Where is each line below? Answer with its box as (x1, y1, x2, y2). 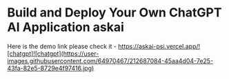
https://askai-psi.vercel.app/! (118, 42, 201, 50)
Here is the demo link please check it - (7, 42, 117, 50)
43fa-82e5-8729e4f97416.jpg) (7, 64, 94, 72)
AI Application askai (7, 19, 124, 35)
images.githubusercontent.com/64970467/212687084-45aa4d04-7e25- (7, 56, 214, 65)
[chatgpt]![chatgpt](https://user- (7, 49, 99, 58)
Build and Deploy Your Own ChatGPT (7, 5, 222, 21)
